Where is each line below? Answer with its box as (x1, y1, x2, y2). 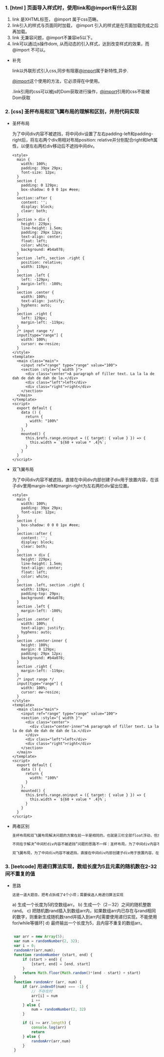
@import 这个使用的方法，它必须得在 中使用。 (12, 78, 102, 84)
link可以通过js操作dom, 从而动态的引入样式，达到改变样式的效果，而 (12, 41, 150, 47)
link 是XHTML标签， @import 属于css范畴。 (12, 16, 101, 23)
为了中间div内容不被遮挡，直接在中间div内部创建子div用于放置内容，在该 (12, 477, 159, 482)
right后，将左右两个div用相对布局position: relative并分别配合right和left (12, 137, 154, 143)
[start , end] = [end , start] (31, 961, 91, 966)
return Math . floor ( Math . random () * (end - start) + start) (22, 971, 141, 976)
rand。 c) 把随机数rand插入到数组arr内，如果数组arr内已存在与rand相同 (12, 908, 156, 914)
